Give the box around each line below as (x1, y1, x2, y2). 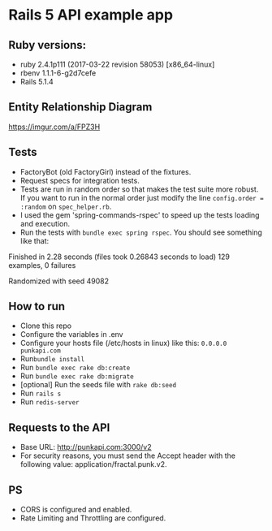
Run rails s (19, 388, 62, 399)
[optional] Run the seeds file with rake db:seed (19, 380, 177, 390)
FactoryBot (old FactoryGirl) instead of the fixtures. (19, 166, 192, 176)
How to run (8, 300, 66, 313)
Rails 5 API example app (8, 6, 173, 24)
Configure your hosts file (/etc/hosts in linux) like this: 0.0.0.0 (19, 339, 227, 348)
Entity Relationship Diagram (8, 100, 153, 114)
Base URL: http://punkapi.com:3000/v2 (19, 442, 152, 452)
